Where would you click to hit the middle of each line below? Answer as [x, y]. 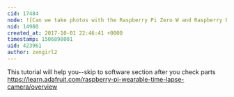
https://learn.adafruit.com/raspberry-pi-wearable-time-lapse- [96, 79]
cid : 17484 [23, 14]
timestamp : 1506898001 [40, 39]
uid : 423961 [24, 46]
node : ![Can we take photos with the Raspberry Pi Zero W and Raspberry [115, 20]
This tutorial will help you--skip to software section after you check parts [111, 72]
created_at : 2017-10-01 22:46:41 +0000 [65, 33]
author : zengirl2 [32, 53]
